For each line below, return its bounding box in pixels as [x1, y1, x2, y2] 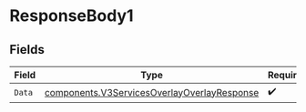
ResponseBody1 [9, 5, 134, 26]
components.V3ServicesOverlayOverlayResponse [44, 86, 260, 98]
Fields [9, 42, 46, 57]
